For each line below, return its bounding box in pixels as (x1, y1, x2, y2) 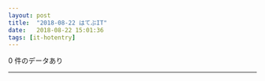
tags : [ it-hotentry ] (8, 33, 77, 42)
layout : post (8, 11, 51, 20)
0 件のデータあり (8, 56, 63, 65)
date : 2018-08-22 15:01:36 (8, 26, 104, 34)
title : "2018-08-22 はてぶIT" (8, 19, 108, 27)
